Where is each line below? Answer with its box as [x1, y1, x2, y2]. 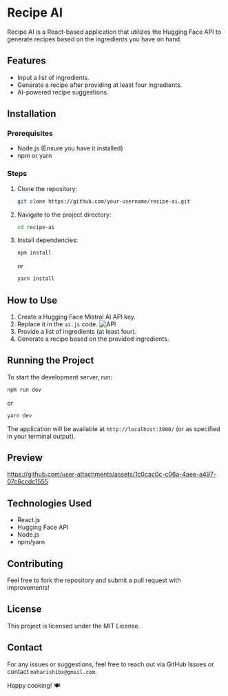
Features [7, 55, 46, 67]
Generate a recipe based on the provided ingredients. [17, 335, 169, 343]
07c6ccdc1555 [7, 477, 49, 486]
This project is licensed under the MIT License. [7, 622, 141, 630]
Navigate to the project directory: [17, 210, 112, 219]
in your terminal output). [7, 432, 76, 440]
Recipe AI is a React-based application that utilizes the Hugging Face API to [7, 28, 222, 36]
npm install [17, 250, 52, 257]
